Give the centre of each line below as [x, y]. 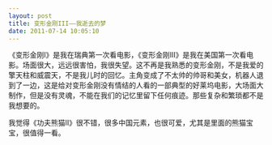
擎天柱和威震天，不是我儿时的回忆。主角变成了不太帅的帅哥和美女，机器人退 [136, 75]
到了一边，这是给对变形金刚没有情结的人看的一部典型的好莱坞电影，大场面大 [136, 85]
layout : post [30, 16]
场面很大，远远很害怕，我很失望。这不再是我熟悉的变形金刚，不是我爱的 [143, 65]
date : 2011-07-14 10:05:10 [54, 31]
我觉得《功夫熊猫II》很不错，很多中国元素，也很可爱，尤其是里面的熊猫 [127, 123]
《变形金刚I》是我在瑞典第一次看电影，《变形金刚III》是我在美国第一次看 [127, 55]
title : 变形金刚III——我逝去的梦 [57, 23]
